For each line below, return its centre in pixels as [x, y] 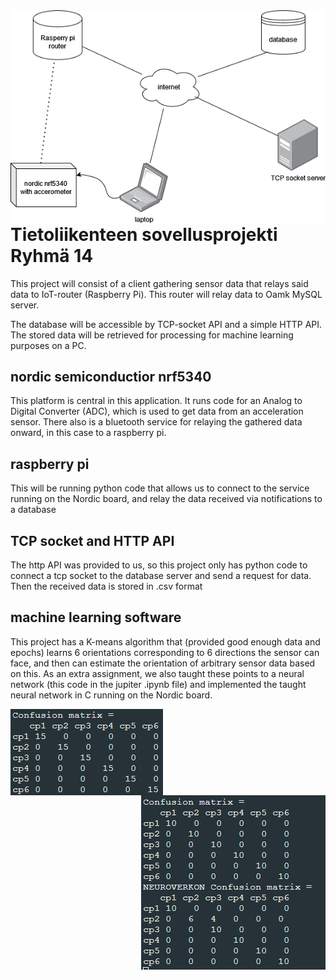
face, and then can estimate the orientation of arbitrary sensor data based [163, 663]
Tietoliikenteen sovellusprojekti [144, 234]
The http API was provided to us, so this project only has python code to [159, 565]
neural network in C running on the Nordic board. [111, 695]
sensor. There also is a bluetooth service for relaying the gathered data [156, 422]
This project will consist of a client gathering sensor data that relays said [159, 283]
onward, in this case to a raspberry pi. [88, 433]
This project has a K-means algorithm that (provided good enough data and [165, 641]
